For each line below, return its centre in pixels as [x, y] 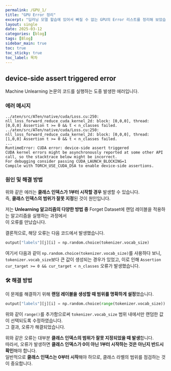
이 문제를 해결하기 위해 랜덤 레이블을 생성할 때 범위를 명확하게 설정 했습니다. [80, 294]
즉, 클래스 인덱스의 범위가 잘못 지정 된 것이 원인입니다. [58, 198]
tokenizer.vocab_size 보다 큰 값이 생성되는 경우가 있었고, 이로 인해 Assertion [83, 259]
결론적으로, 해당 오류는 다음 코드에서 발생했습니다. [55, 233]
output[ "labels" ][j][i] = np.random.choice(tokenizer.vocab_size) [77, 243]
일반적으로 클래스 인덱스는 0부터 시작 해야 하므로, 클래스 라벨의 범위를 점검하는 [83, 357]
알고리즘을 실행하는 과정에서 [39, 215]
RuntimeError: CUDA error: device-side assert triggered [67, 148]
